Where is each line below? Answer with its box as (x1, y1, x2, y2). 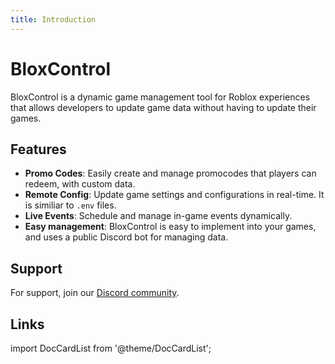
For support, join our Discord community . (10, 287, 180, 299)
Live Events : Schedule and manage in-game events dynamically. (24, 210, 293, 222)
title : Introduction (10, 14, 97, 25)
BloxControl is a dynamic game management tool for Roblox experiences (10, 91, 311, 103)
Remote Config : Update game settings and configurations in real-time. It (24, 189, 325, 201)
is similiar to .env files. (24, 199, 117, 211)
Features (10, 141, 67, 158)
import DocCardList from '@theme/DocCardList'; (10, 342, 212, 354)
